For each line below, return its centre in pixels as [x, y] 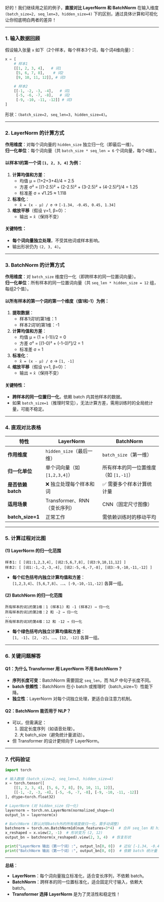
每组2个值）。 [18, 289]
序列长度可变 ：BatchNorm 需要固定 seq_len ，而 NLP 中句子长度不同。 [83, 680]
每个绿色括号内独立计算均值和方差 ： [49, 631]
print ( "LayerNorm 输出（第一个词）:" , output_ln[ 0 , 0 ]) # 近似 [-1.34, [77, 846]
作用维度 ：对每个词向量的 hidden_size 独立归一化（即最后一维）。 [71, 144]
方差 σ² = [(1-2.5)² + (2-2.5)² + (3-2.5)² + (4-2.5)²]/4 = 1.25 [79, 187]
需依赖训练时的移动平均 [129, 517]
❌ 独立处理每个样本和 [70, 484]
